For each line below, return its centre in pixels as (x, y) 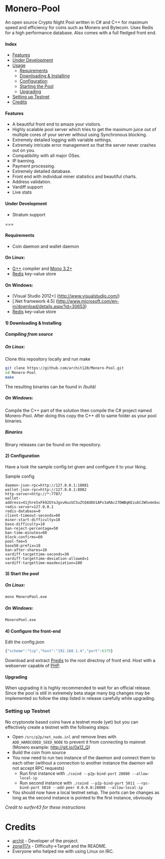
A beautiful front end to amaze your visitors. (57, 124)
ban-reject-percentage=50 (31, 528)
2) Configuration (22, 456)
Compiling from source (29, 334)
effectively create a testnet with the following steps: (57, 727)
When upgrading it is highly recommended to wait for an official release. (78, 688)
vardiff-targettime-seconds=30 (37, 554)
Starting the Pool (37, 86)
